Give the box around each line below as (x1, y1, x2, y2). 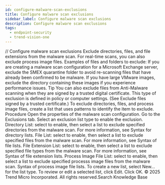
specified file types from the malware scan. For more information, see (5, 148, 147, 153)
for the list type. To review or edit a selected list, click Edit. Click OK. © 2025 (5, 169, 161, 175)
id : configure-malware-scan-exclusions (5, 7, 87, 12)
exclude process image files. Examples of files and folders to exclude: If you (5, 59, 160, 65)
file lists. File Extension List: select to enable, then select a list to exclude (5, 143, 153, 148)
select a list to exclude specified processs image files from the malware (5, 158, 150, 164)
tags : (5, 26, 16, 31)
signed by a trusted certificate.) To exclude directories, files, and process (5, 101, 154, 107)
